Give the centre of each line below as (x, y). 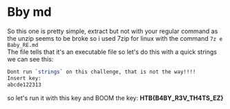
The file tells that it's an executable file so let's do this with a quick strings (112, 52)
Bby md (29, 12)
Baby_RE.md (23, 45)
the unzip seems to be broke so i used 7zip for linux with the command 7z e (115, 38)
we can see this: (30, 59)
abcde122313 (24, 85)
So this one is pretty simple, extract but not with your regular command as (113, 31)
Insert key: (24, 78)
